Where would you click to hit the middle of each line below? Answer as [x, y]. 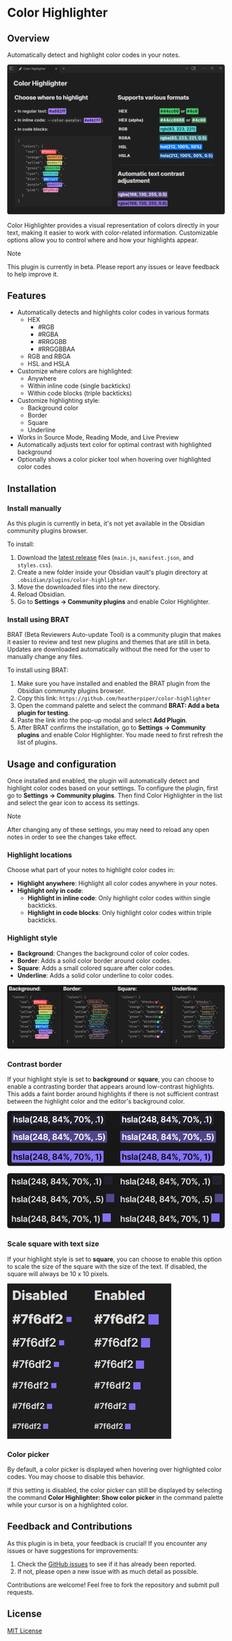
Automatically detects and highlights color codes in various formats [113, 312]
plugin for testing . [43, 713]
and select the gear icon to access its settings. [74, 803]
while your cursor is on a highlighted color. [68, 1505]
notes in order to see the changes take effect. [72, 837]
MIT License [25, 1631]
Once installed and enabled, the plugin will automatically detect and [103, 781]
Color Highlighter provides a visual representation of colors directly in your [113, 225]
